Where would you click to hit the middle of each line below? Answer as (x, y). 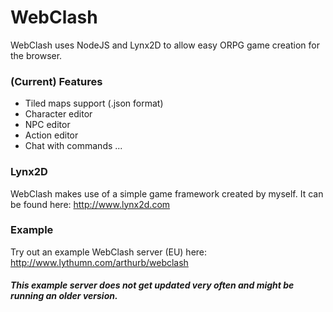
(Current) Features (56, 81)
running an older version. (64, 296)
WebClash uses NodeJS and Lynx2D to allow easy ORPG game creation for (165, 45)
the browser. (36, 55)
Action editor (51, 135)
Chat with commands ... (73, 146)
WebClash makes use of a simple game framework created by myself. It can (167, 193)
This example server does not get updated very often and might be (152, 285)
